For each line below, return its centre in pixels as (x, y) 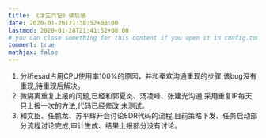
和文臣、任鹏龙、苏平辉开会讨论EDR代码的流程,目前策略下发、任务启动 (135, 115)
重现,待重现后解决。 (52, 86)
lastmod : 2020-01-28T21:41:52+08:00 (68, 30)
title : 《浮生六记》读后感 (47, 15)
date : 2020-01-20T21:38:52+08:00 (63, 23)
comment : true (32, 45)
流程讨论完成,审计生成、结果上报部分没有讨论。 (104, 125)
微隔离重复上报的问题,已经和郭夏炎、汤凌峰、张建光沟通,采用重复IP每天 (136, 96)
